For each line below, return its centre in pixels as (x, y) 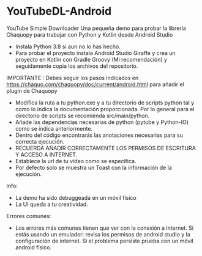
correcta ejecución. (40, 141)
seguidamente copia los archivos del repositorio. (77, 66)
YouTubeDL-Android (59, 11)
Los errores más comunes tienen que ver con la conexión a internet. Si (104, 228)
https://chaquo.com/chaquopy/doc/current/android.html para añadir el (95, 84)
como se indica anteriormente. (54, 128)
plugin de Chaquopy (32, 90)
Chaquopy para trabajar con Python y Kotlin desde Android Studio (90, 34)
